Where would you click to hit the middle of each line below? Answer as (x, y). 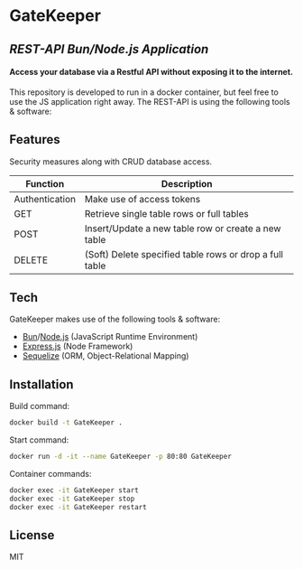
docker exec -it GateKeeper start (74, 490)
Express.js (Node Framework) (78, 346)
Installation (41, 384)
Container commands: (50, 473)
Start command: (39, 440)
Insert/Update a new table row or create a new (183, 229)
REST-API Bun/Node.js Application (109, 49)
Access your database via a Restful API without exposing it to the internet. (151, 72)
